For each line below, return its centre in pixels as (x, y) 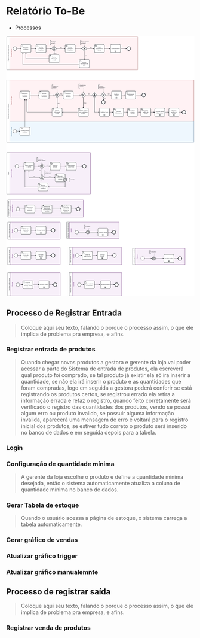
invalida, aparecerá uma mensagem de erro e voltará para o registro (104, 420)
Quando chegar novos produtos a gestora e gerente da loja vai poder (106, 362)
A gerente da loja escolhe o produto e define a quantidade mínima (102, 477)
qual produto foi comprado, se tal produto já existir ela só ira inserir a (106, 375)
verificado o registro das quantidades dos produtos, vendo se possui (106, 407)
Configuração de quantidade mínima (60, 464)
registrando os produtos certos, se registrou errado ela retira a (98, 394)
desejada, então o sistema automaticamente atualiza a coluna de (101, 484)
